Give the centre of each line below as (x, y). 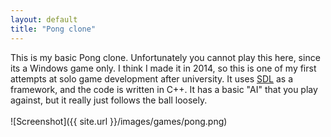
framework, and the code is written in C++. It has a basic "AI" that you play (164, 89)
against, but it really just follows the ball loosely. (109, 100)
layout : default (44, 19)
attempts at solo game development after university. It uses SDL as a (151, 78)
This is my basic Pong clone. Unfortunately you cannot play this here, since (165, 57)
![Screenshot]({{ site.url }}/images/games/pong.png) (119, 121)
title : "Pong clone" (53, 29)
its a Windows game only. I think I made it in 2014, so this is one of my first (163, 68)
